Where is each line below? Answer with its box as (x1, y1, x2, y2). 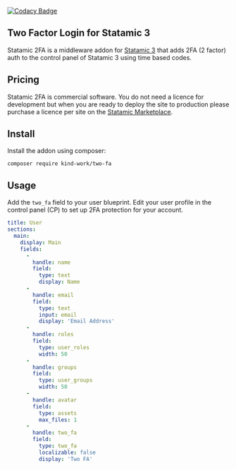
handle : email (32, 291, 74, 299)
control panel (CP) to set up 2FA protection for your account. (7, 205, 183, 215)
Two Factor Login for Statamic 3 (7, 27, 151, 39)
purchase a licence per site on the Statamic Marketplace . (7, 107, 173, 116)
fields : (20, 246, 42, 253)
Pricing (7, 74, 40, 86)
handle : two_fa (32, 429, 77, 437)
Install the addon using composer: (7, 147, 106, 155)
